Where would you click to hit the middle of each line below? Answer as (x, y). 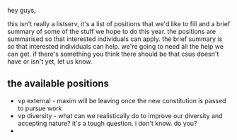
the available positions (58, 84)
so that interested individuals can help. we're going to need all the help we (116, 46)
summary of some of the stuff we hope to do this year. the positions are (112, 31)
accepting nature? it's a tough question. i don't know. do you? (107, 123)
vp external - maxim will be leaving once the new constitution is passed (122, 100)
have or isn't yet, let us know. (50, 62)
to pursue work (40, 108)
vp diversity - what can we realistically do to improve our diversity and (120, 115)
